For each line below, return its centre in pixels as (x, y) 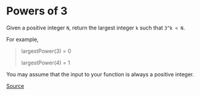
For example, (23, 39)
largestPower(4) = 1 (46, 63)
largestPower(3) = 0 (46, 51)
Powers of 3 (37, 11)
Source (15, 86)
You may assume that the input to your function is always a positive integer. (100, 74)
